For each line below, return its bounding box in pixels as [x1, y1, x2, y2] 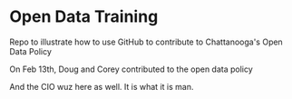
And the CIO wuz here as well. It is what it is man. [9, 81, 194, 92]
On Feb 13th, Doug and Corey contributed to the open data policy [9, 64, 254, 74]
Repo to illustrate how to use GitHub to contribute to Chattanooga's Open [9, 36, 283, 47]
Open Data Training [9, 6, 159, 27]
